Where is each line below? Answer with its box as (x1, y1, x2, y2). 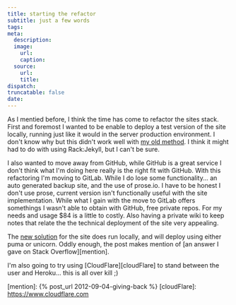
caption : (20, 56, 46, 64)
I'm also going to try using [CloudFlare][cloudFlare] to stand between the (7, 261, 220, 269)
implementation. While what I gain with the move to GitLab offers (7, 196, 196, 205)
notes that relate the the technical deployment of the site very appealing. (7, 219, 219, 227)
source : (13, 63, 37, 70)
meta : (7, 30, 23, 37)
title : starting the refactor (7, 10, 97, 18)
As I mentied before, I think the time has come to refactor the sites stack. (7, 115, 219, 124)
